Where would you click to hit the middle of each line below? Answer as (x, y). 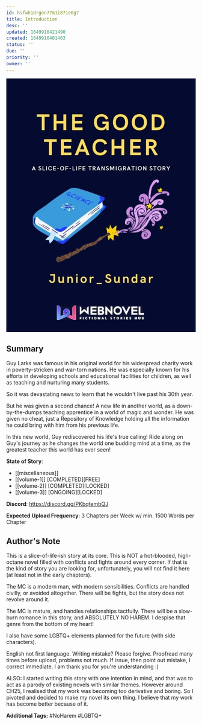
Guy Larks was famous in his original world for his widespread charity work (99, 363)
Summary (25, 349)
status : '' (20, 45)
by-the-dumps (24, 412)
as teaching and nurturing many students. (58, 383)
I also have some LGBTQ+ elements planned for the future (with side (91, 636)
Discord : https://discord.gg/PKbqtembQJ (57, 504)
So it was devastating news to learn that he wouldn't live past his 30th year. (100, 394)
